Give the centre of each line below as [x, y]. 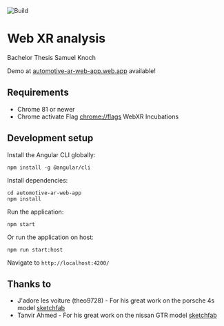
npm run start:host [35, 249]
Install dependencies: [38, 180]
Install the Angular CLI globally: [51, 154]
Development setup [50, 138]
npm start [21, 224]
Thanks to [29, 284]
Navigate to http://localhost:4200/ [58, 263]
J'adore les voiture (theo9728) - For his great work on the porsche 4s [116, 300]
